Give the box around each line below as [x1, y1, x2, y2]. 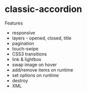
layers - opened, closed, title [12, 35, 71, 41]
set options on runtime [12, 72, 59, 78]
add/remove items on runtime [12, 66, 73, 73]
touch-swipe [12, 45, 39, 51]
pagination [12, 40, 35, 46]
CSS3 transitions [12, 51, 47, 57]
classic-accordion [5, 3, 82, 15]
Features [5, 20, 23, 26]
